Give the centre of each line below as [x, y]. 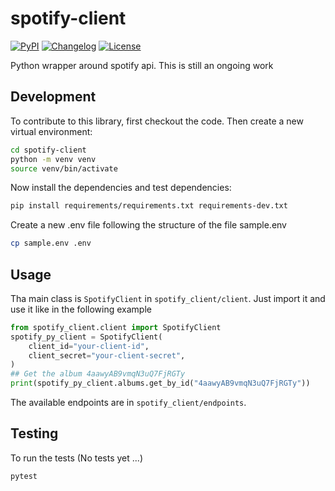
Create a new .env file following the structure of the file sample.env [148, 225]
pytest [24, 476]
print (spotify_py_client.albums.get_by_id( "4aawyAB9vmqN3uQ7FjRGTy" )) [160, 383]
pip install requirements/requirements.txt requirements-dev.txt [149, 206]
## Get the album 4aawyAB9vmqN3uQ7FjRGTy [98, 374]
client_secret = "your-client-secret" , [107, 355]
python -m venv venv [53, 159]
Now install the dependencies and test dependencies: [121, 188]
